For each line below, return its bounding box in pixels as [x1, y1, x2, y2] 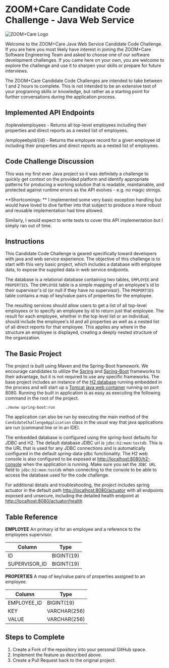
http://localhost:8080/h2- [97, 456, 150, 462]
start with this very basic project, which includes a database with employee [5, 261, 162, 267]
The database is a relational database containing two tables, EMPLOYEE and [5, 277, 159, 283]
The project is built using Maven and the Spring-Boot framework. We [5, 363, 148, 369]
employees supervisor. [5, 532, 53, 537]
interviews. [5, 67, 28, 74]
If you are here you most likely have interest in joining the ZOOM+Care [5, 46, 151, 52]
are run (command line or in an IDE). [5, 424, 81, 431]
